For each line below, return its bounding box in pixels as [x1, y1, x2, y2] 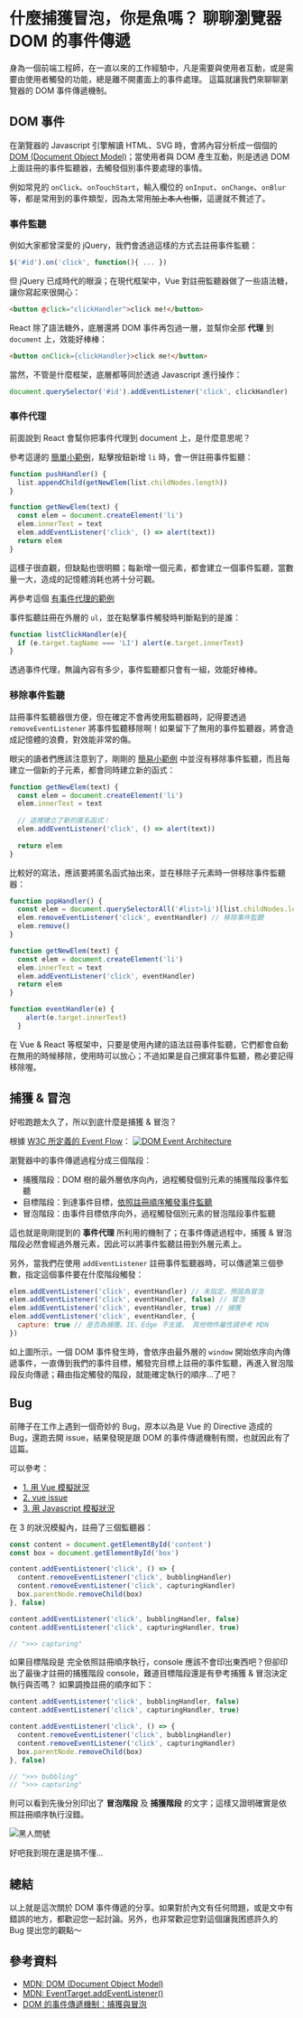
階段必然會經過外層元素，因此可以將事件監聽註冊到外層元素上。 [9, 1238, 246, 1249]
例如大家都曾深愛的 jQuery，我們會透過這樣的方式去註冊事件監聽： [9, 240, 258, 251]
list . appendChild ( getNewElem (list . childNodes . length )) [17, 478, 228, 487]
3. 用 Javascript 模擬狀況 [22, 1502, 115, 1514]
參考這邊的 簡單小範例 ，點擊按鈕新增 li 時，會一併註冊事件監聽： [9, 451, 254, 462]
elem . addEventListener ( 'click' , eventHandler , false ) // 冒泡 [9, 1295, 245, 1304]
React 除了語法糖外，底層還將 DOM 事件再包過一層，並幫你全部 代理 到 [9, 322, 274, 333]
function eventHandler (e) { [9, 1005, 115, 1014]
